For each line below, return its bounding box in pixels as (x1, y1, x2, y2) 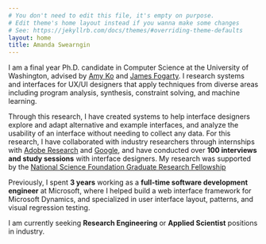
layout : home (8, 33, 52, 42)
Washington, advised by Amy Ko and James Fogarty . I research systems (8, 71, 245, 81)
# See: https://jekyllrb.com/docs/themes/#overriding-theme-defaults (8, 26, 244, 34)
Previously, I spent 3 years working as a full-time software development (8, 177, 249, 187)
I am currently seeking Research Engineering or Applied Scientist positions (8, 219, 258, 228)
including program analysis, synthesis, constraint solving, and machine (8, 88, 241, 97)
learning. (8, 97, 37, 106)
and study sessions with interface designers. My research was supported (8, 154, 252, 163)
